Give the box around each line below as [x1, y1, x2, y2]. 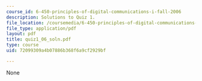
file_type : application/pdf [6, 25, 77, 32]
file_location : [6, 20, 44, 26]
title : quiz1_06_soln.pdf [6, 36, 71, 42]
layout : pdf [6, 31, 36, 37]
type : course [6, 42, 39, 48]
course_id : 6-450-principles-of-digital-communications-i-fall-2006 [6, 8, 182, 15]
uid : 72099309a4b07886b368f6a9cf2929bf [6, 48, 106, 54]
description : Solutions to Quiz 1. [6, 14, 96, 20]
